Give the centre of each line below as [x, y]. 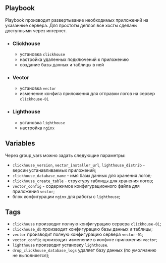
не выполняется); [31, 256]
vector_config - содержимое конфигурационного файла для [76, 186]
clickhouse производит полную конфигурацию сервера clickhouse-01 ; [87, 224]
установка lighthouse [42, 122]
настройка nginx [37, 128]
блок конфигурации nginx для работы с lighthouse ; [66, 196]
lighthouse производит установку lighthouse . [60, 245]
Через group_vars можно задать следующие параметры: [65, 155]
